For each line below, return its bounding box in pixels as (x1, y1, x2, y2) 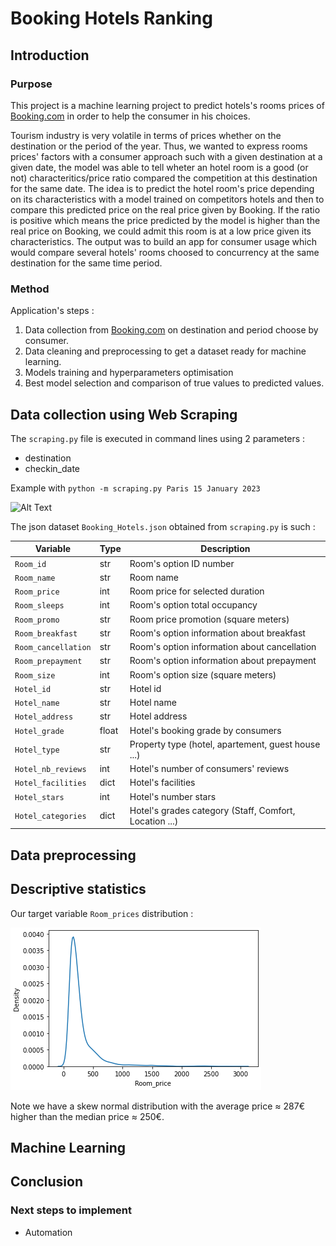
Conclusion (10, 1173, 84, 1191)
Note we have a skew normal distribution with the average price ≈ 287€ (10, 1100, 305, 1112)
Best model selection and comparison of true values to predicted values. (24, 377, 325, 389)
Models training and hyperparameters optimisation (24, 367, 234, 379)
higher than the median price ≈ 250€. (10, 1110, 165, 1122)
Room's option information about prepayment (129, 655, 317, 667)
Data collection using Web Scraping (10, 406, 238, 423)
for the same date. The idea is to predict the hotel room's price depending (10, 182, 315, 194)
